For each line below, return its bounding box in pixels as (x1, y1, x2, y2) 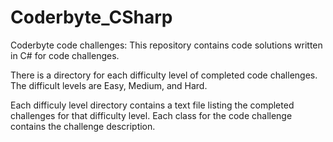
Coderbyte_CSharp (10, 6, 173, 29)
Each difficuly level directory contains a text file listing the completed (10, 99, 295, 111)
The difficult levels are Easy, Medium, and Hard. (10, 79, 208, 91)
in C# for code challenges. (10, 49, 120, 61)
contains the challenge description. (10, 120, 156, 132)
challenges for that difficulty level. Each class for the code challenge (10, 109, 293, 121)
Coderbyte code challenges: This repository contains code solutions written (10, 39, 323, 51)
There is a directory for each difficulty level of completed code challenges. (10, 69, 318, 81)
